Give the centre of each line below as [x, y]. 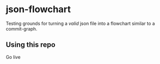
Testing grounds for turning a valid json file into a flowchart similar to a [81, 23]
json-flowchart [38, 9]
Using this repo [31, 45]
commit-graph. [22, 28]
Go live [13, 57]
